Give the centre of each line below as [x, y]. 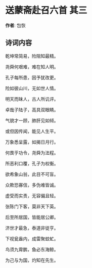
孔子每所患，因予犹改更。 [32, 77]
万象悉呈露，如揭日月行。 [32, 142]
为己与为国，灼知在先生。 [32, 260]
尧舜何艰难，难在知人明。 [32, 67]
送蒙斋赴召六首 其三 [46, 10]
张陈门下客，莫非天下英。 [32, 206]
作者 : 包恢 [15, 25]
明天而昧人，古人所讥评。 [32, 99]
